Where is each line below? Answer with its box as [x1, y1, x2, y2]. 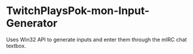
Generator [6, 16, 58, 30]
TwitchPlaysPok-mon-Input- [6, 4, 150, 18]
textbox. [6, 42, 27, 49]
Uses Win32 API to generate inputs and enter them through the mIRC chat [6, 36, 187, 43]
